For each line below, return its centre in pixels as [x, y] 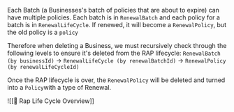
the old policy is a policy [43, 32]
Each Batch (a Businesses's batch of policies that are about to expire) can [114, 10]
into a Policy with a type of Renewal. [59, 87]
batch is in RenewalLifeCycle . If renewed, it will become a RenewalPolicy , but [117, 25]
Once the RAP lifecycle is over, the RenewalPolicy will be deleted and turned [116, 80]
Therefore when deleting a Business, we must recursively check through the [117, 46]
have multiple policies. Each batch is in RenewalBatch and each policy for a [114, 17]
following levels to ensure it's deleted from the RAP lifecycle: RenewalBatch [114, 53]
